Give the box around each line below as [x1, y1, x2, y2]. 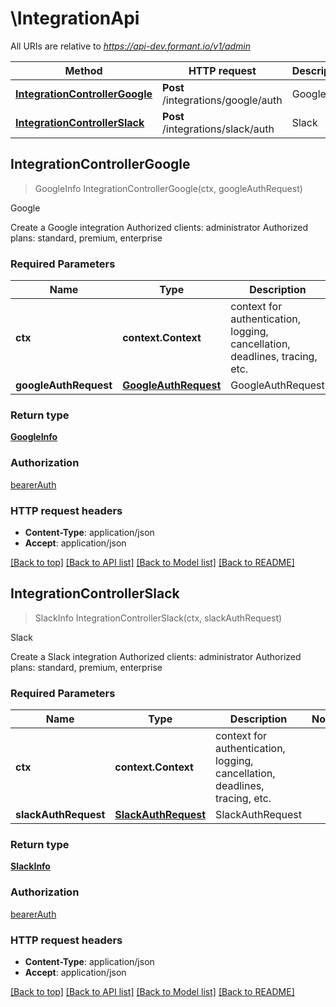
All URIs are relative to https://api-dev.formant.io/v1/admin [10, 40, 252, 52]
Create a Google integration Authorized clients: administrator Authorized [10, 221, 308, 233]
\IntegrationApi [10, 7, 140, 30]
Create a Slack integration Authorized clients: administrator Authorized [10, 650, 302, 662]
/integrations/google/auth [162, 93, 283, 107]
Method [64, 63, 103, 77]
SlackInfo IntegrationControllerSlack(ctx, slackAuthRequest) [34, 612, 283, 624]
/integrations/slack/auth [162, 122, 275, 136]
